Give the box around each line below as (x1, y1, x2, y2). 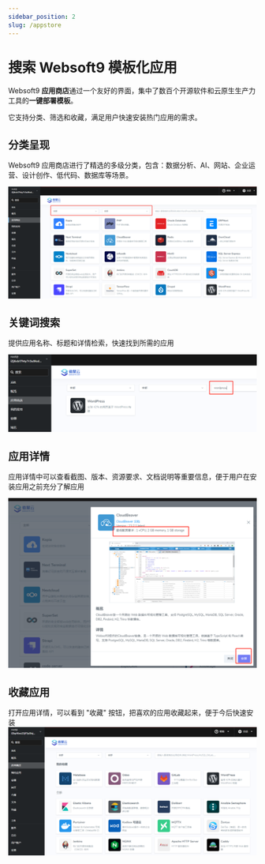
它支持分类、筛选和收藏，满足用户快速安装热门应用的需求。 (8, 113, 202, 122)
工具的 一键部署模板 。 (8, 96, 77, 106)
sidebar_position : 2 (8, 13, 77, 21)
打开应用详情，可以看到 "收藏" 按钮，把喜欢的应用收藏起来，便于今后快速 (8, 708, 247, 718)
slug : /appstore (8, 21, 62, 29)
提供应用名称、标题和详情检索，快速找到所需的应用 (8, 338, 174, 347)
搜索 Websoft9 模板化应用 (8, 58, 177, 77)
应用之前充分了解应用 (14, 482, 84, 491)
